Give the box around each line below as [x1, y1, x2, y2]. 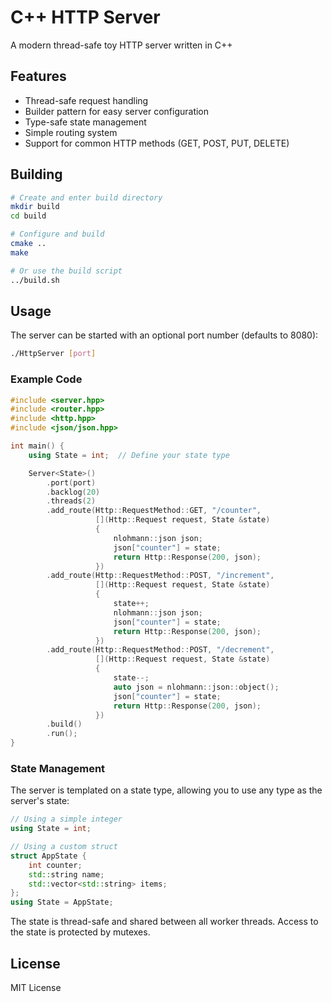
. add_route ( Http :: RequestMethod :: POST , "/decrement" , [46, 645, 275, 655]
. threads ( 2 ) [46, 496, 97, 506]
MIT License [10, 982, 62, 994]
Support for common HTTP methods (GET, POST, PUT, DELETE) [24, 137, 290, 149]
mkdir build [10, 202, 60, 212]
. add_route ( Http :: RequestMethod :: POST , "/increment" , [46, 571, 275, 581]
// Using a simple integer [10, 814, 123, 825]
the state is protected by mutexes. [10, 926, 151, 938]
